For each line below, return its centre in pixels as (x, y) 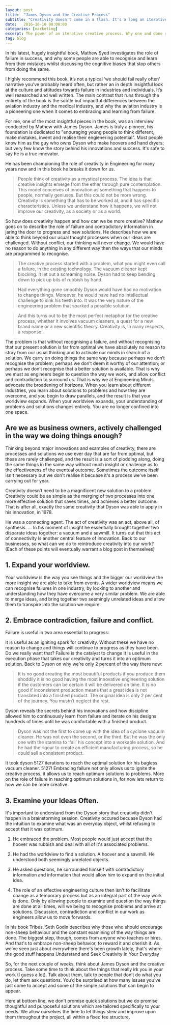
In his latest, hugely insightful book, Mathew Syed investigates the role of (82, 53)
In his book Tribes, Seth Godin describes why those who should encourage (84, 927)
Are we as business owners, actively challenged (83, 428)
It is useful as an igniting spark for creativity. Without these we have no (80, 642)
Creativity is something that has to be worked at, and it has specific (88, 200)
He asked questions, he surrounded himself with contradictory (78, 870)
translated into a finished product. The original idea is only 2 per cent (90, 696)
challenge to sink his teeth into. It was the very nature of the (81, 300)
